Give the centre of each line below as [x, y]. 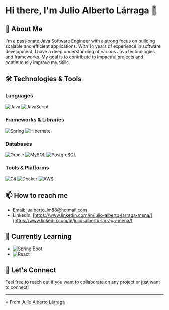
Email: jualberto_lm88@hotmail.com [50, 210]
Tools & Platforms [27, 168]
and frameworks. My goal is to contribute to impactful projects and [74, 57]
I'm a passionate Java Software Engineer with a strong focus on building [80, 41]
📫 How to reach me [37, 195]
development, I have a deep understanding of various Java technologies [80, 52]
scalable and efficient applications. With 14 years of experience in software [83, 46]
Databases [19, 144]
